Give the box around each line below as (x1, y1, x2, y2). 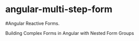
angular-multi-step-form (5, 4, 113, 15)
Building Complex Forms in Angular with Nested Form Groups (5, 30, 134, 36)
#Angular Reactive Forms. (5, 20, 60, 26)
